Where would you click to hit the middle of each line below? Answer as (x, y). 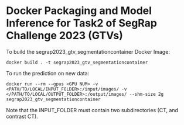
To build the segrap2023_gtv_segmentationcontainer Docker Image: (88, 51)
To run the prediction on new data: (48, 73)
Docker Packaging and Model (79, 11)
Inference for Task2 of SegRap (81, 23)
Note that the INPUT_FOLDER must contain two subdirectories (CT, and (92, 110)
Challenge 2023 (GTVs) (64, 36)
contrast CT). (22, 116)
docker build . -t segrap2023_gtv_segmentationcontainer (77, 62)
